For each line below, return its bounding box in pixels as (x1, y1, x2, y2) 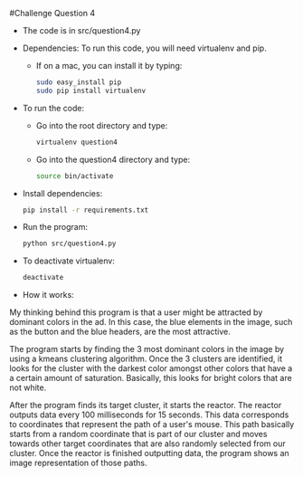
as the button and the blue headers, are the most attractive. (9, 326, 231, 338)
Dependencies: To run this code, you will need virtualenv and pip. (22, 43, 267, 53)
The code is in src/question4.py (22, 25, 141, 35)
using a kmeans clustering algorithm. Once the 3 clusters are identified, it (9, 353, 283, 365)
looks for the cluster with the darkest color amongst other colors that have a (9, 363, 293, 374)
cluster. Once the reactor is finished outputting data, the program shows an (9, 448, 289, 459)
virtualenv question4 (35, 138, 118, 147)
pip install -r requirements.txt (22, 205, 149, 215)
